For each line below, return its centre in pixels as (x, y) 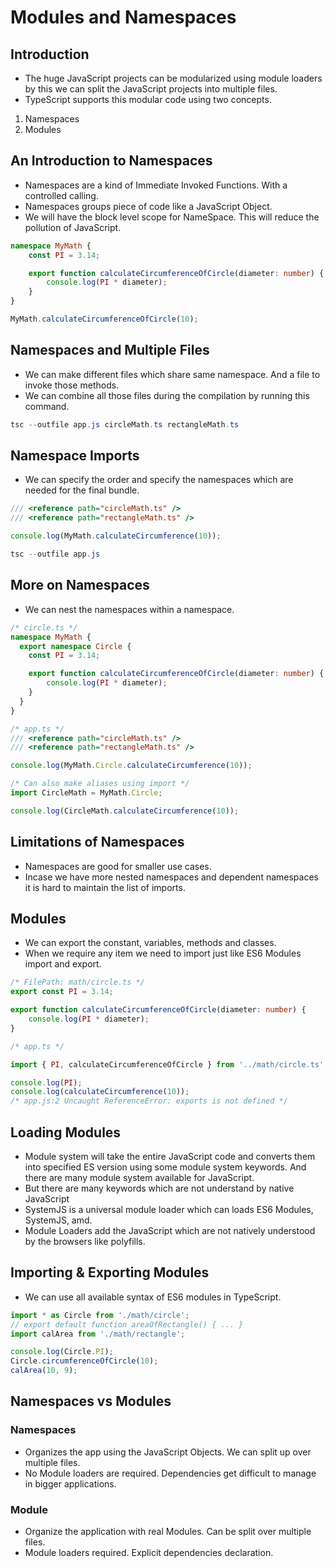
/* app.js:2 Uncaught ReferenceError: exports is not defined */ (149, 1101)
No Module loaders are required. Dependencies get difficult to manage (170, 1473)
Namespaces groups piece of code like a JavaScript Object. (148, 206)
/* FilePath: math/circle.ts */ (77, 982)
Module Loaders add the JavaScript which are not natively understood (170, 1230)
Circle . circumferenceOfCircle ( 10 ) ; (84, 1361)
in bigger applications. (70, 1483)
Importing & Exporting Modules (110, 1272)
